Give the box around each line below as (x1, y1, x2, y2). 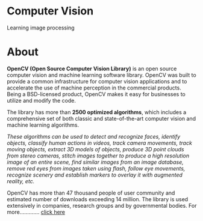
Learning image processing (7, 24, 75, 31)
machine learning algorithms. (7, 121, 80, 129)
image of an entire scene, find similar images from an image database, (7, 158, 184, 166)
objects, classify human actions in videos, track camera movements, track (7, 139, 192, 147)
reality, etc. (7, 177, 35, 184)
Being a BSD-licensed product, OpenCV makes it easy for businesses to (7, 90, 186, 97)
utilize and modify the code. (7, 97, 77, 104)
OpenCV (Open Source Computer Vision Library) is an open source (7, 65, 177, 72)
